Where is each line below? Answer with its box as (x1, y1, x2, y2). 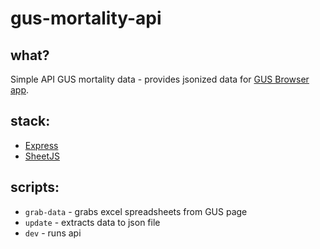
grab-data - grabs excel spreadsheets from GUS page (24, 205, 248, 217)
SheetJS (24, 150, 60, 162)
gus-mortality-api (10, 7, 162, 30)
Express (24, 139, 59, 151)
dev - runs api (24, 227, 82, 239)
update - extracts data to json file (24, 216, 161, 228)
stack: (10, 113, 51, 130)
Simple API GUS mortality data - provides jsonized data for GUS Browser (10, 73, 310, 85)
